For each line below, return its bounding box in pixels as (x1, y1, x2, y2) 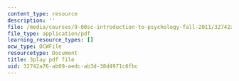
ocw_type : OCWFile (7, 43, 62, 50)
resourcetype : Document (7, 50, 78, 57)
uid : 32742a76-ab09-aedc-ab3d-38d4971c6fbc (7, 63, 139, 70)
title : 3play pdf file (7, 56, 75, 63)
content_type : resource (7, 10, 78, 18)
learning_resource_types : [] (7, 37, 94, 44)
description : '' (7, 17, 55, 24)
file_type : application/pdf (7, 30, 91, 37)
